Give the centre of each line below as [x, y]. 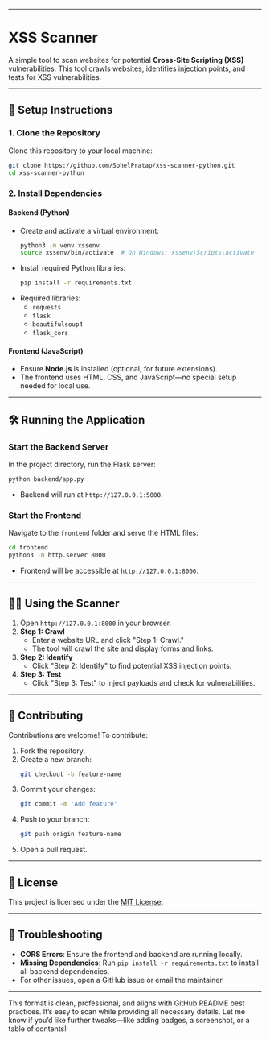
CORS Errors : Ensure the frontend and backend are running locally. [131, 954]
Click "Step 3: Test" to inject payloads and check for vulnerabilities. [143, 682]
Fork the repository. [53, 751]
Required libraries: [50, 298]
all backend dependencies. [65, 971]
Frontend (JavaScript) [46, 350]
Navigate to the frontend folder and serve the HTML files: [103, 533]
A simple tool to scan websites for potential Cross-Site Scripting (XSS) [126, 60]
